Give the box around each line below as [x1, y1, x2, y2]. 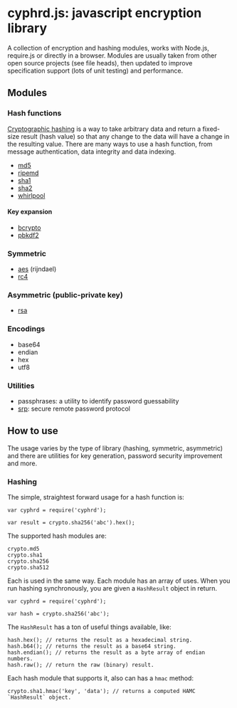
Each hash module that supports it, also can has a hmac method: [7, 674, 194, 682]
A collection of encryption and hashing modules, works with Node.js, [7, 43, 210, 52]
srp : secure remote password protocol [17, 404, 130, 413]
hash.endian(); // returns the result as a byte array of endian [7, 649, 205, 656]
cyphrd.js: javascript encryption [7, 5, 202, 21]
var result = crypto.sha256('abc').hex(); [7, 519, 135, 527]
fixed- [202, 125, 221, 133]
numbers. [7, 655, 33, 662]
